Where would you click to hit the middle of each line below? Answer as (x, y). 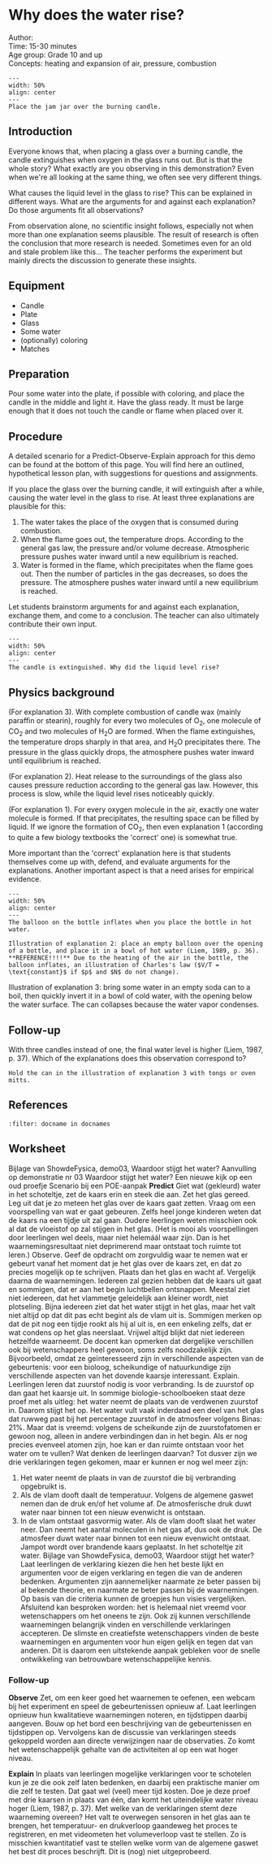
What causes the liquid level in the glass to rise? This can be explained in (131, 193)
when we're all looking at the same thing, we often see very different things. (135, 177)
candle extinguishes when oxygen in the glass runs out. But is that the (125, 159)
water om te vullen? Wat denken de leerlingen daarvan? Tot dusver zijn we (133, 1453)
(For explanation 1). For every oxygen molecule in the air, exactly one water (134, 809)
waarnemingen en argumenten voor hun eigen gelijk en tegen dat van (136, 1641)
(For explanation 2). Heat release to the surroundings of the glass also (125, 777)
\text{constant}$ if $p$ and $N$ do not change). (94, 973)
